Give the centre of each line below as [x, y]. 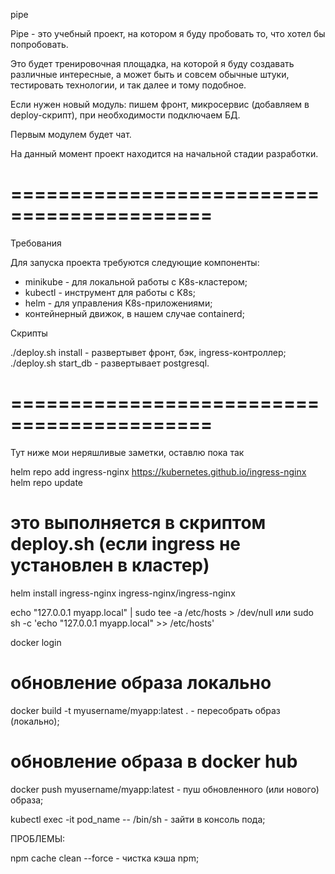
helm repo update [47, 482]
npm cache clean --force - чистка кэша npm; [105, 858]
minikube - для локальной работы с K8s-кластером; [136, 281]
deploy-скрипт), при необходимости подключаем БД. [125, 115]
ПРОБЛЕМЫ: [38, 838]
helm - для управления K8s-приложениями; [118, 303]
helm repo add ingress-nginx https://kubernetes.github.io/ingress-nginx [158, 471]
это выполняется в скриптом [138, 523]
